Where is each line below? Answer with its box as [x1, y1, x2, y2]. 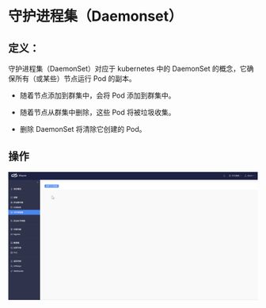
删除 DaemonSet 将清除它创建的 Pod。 [19, 125, 146, 133]
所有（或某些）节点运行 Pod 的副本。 [14, 74, 136, 83]
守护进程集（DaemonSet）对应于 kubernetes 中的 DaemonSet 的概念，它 [8, 64, 247, 73]
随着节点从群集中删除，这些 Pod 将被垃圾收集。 [19, 108, 176, 117]
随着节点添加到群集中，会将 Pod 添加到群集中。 [19, 90, 176, 100]
